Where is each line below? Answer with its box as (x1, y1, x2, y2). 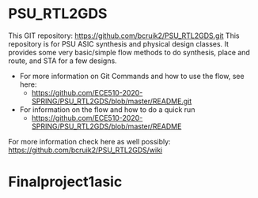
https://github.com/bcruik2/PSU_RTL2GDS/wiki (8, 145, 163, 155)
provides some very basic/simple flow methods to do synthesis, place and (8, 47, 251, 57)
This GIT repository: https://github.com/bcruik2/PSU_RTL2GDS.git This (8, 31, 240, 40)
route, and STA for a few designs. (8, 56, 117, 65)
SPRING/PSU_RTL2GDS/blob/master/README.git (31, 96, 192, 106)
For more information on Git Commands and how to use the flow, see (19, 71, 245, 80)
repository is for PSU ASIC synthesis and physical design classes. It (8, 39, 230, 48)
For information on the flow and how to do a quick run (19, 104, 195, 114)
